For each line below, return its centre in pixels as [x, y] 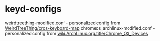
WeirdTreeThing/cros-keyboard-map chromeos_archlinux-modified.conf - [80, 28]
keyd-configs [33, 9]
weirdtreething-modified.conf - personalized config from [63, 23]
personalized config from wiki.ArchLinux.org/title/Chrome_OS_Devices [77, 33]
